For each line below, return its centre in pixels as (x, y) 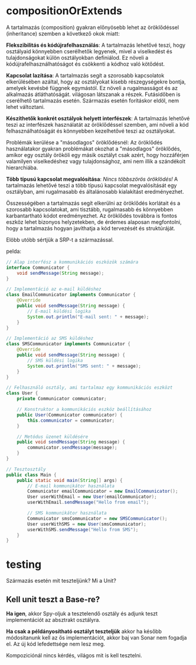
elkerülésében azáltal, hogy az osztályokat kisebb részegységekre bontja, (96, 82)
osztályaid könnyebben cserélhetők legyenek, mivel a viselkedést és (89, 51)
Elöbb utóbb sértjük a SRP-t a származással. (60, 240)
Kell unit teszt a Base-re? (53, 599)
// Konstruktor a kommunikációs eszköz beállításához (84, 410)
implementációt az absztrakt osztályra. (53, 620)
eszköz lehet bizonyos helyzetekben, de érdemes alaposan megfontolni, (94, 222)
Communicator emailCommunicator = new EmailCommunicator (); (103, 491)
